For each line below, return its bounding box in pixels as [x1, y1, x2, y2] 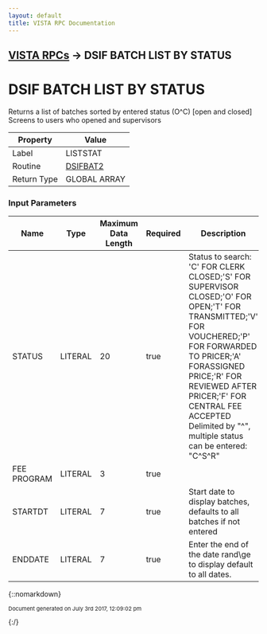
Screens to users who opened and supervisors [8, 115, 161, 124]
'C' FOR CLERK [188, 261, 246, 272]
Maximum [99, 218, 139, 229]
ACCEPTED [188, 411, 232, 422]
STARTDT [12, 507, 49, 518]
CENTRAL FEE [188, 401, 242, 412]
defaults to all [188, 507, 239, 518]
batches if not [188, 516, 241, 527]
